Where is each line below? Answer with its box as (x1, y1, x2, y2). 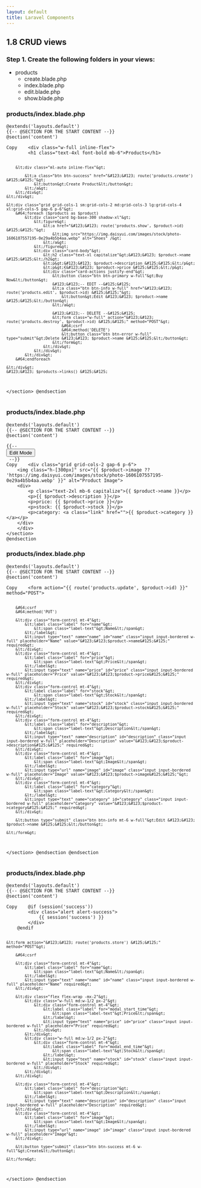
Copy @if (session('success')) (6, 904, 94, 910)
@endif (17, 925, 34, 931)
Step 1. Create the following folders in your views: (6, 55, 156, 64)
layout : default (6, 8, 47, 15)
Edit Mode (9, 449, 33, 456)
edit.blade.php (24, 88, 61, 96)
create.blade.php (24, 75, 67, 82)
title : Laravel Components (6, 15, 74, 21)
